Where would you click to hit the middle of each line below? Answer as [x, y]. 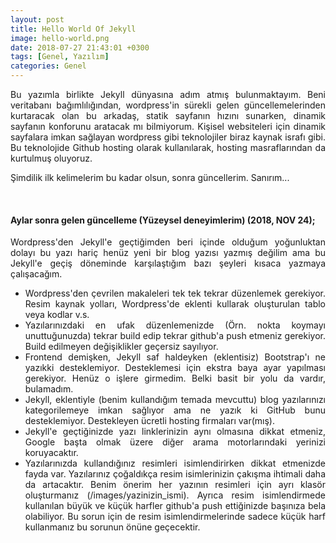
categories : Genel [48, 66]
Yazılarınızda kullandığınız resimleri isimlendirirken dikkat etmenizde [175, 463]
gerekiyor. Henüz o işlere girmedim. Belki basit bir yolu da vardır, [175, 378]
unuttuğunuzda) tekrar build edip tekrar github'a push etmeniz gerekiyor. [175, 336]
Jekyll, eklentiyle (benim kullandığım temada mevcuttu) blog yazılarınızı [175, 400]
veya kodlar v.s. [57, 315]
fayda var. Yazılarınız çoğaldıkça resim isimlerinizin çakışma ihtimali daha [175, 474]
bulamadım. [49, 389]
